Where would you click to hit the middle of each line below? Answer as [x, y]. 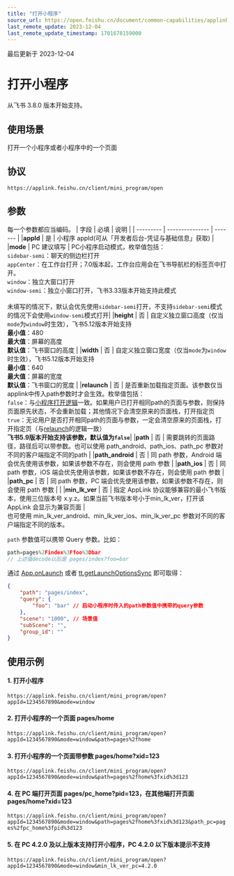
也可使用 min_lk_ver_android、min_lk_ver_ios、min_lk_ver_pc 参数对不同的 [113, 515]
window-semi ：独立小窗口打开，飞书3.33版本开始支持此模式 [92, 290]
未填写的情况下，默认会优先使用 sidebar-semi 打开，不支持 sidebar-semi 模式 [115, 306]
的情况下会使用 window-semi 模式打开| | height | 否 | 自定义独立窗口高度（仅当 [116, 315]
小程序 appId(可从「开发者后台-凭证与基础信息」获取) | [135, 238]
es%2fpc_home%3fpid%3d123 [45, 828]
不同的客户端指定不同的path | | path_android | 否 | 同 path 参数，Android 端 [115, 455]
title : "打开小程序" [34, 14]
